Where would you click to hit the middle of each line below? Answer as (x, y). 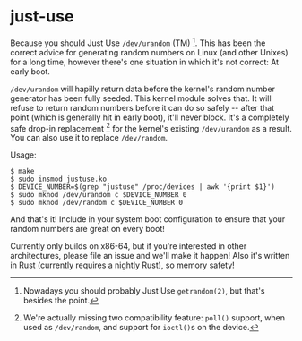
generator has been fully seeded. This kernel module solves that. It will (141, 98)
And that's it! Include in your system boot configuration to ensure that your (148, 219)
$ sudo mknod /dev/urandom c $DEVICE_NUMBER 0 (99, 195)
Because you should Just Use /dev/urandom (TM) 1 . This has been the (138, 42)
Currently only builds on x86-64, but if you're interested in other (129, 246)
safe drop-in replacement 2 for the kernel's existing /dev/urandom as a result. (151, 127)
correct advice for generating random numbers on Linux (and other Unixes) (150, 52)
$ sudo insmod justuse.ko (58, 179)
